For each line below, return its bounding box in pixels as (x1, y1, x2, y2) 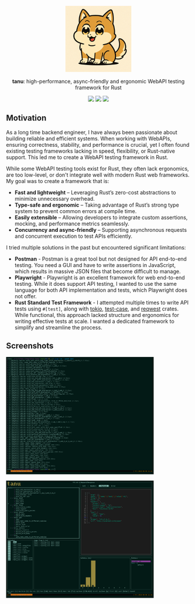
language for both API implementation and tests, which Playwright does (14, 286, 187, 293)
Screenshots (6, 341, 54, 351)
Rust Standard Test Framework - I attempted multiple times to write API (14, 299, 189, 306)
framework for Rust (75, 84, 122, 91)
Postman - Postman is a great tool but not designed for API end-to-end (14, 255, 187, 262)
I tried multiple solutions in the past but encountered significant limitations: (6, 244, 186, 251)
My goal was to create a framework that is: (6, 177, 110, 184)
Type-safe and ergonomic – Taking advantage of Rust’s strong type (14, 201, 180, 208)
